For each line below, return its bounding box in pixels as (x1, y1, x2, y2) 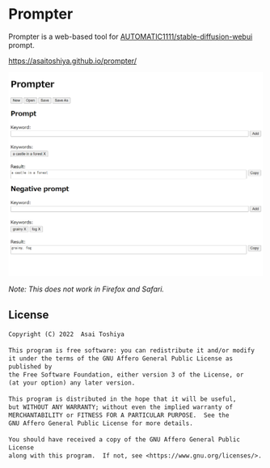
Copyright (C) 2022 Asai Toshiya (8, 330, 125, 338)
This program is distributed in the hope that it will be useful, (8, 395, 237, 403)
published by (8, 363, 53, 371)
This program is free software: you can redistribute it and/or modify (8, 347, 255, 355)
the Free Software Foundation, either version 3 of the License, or (8, 371, 244, 379)
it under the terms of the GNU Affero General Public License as (8, 355, 233, 363)
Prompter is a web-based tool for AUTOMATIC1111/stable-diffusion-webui (8, 32, 253, 41)
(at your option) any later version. (8, 379, 136, 387)
